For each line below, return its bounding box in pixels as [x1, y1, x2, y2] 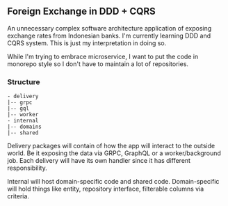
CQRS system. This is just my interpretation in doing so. [7, 38, 167, 47]
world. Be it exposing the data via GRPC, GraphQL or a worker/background [7, 149, 221, 157]
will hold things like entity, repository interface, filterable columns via [7, 184, 204, 193]
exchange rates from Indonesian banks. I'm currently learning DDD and [7, 31, 211, 40]
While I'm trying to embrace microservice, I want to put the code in [7, 52, 199, 61]
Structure [7, 77, 40, 86]
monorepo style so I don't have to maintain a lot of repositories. [7, 59, 189, 68]
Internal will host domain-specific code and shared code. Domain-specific [7, 177, 220, 186]
